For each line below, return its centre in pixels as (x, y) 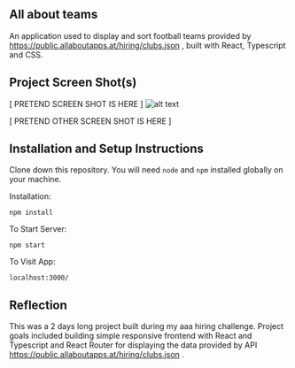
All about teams (54, 15)
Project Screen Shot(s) (73, 83)
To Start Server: (38, 229)
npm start (27, 245)
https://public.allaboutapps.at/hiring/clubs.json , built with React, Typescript (147, 45)
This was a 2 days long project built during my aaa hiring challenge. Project (147, 326)
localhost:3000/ (39, 278)
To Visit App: (32, 262)
